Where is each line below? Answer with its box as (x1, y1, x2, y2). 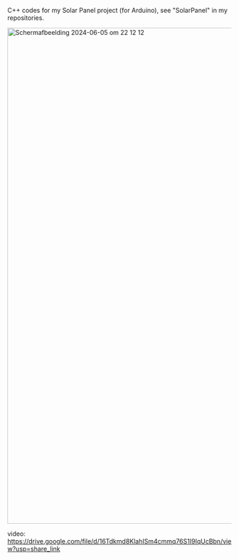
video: (7, 529, 26, 538)
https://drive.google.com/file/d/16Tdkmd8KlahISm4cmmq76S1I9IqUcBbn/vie (7, 537, 232, 545)
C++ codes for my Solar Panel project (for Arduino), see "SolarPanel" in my (7, 6, 228, 14)
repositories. (7, 14, 45, 22)
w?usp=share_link (7, 544, 60, 553)
